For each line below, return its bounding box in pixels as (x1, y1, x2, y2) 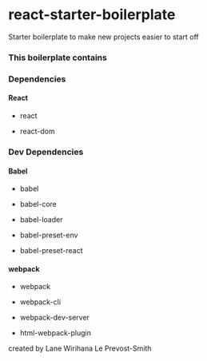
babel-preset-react (19, 246, 83, 256)
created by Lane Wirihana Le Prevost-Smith (8, 343, 152, 353)
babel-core (19, 200, 58, 209)
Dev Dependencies (8, 146, 84, 157)
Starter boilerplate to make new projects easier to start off (8, 32, 200, 42)
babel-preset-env (19, 230, 78, 240)
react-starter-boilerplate (8, 6, 176, 24)
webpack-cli (19, 297, 62, 307)
